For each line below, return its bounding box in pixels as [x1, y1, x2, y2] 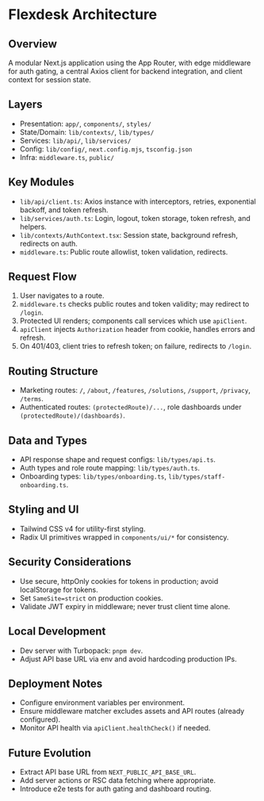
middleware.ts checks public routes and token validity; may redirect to [19, 299, 250, 309]
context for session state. [8, 75, 91, 84]
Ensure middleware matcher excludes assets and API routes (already [19, 707, 245, 716]
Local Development [8, 624, 106, 639]
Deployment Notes [8, 677, 103, 690]
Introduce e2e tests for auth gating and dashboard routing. [19, 784, 212, 794]
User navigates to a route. [19, 291, 105, 300]
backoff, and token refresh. [19, 204, 109, 215]
